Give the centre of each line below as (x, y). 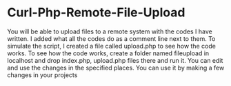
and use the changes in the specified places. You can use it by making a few (116, 68)
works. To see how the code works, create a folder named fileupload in (108, 53)
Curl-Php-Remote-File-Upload (96, 13)
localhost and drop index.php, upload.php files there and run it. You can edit (115, 60)
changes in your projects (42, 75)
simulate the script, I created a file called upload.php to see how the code (111, 46)
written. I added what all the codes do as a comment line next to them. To (111, 38)
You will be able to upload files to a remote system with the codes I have (110, 31)
